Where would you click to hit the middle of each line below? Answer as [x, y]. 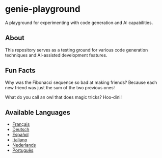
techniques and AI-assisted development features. [56, 55]
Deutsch [21, 130]
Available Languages [38, 112]
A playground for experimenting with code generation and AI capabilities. [79, 23]
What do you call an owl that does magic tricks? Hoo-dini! [63, 97]
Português [23, 150]
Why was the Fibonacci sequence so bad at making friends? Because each [81, 82]
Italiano [20, 140]
